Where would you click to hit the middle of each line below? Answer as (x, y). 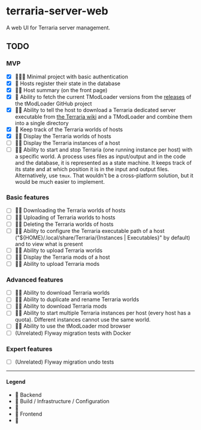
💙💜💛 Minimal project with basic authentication (71, 77)
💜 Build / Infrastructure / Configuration (62, 401)
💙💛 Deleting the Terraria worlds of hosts (64, 224)
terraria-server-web (57, 11)
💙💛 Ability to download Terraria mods (61, 306)
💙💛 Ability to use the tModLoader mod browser (73, 326)
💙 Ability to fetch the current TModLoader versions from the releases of (103, 96)
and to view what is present (49, 244)
